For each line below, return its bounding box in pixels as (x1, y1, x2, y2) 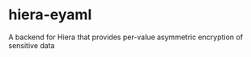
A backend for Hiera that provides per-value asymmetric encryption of (8, 32, 244, 42)
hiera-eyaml (8, 6, 92, 24)
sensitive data (8, 40, 55, 50)
